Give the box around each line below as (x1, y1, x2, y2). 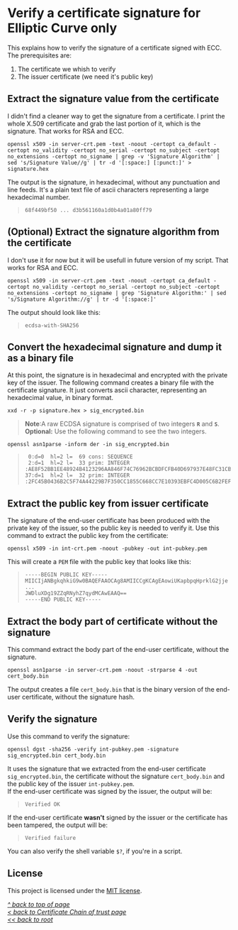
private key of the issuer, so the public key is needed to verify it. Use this (7, 524, 220, 533)
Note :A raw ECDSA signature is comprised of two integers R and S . (24, 420, 220, 428)
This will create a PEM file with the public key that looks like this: (7, 558, 191, 566)
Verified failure (24, 834, 76, 841)
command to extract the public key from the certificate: (7, 531, 169, 540)
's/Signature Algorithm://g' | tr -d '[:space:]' (7, 296, 157, 303)
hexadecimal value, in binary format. (7, 394, 114, 402)
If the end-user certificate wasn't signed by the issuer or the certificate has (7, 813, 228, 821)
